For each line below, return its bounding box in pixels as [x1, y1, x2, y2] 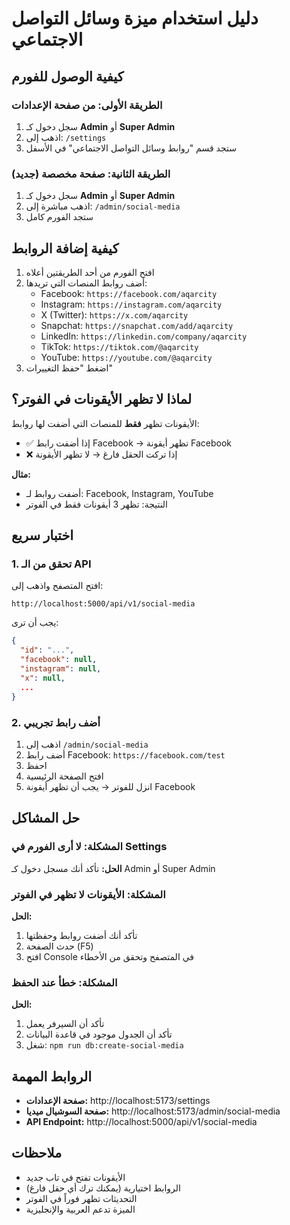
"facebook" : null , [20, 655, 98, 665]
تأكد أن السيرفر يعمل [25, 1018, 105, 1030]
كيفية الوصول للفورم [11, 68, 124, 85]
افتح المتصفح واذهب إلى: [11, 580, 104, 592]
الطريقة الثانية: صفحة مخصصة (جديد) [11, 167, 171, 181]
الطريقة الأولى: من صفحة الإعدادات [11, 98, 163, 112]
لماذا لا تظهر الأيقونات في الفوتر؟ [11, 391, 193, 408]
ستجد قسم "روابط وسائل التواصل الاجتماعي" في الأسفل [25, 142, 237, 154]
